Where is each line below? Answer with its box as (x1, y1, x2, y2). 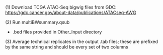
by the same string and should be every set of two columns (5, 44, 128, 49)
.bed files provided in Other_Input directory (12, 29, 102, 34)
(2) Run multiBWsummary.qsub (5, 19, 70, 25)
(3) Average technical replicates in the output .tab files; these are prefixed (5, 38, 158, 44)
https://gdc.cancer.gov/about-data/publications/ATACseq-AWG (5, 9, 137, 15)
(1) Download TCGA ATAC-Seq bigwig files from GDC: (5, 4, 117, 10)
